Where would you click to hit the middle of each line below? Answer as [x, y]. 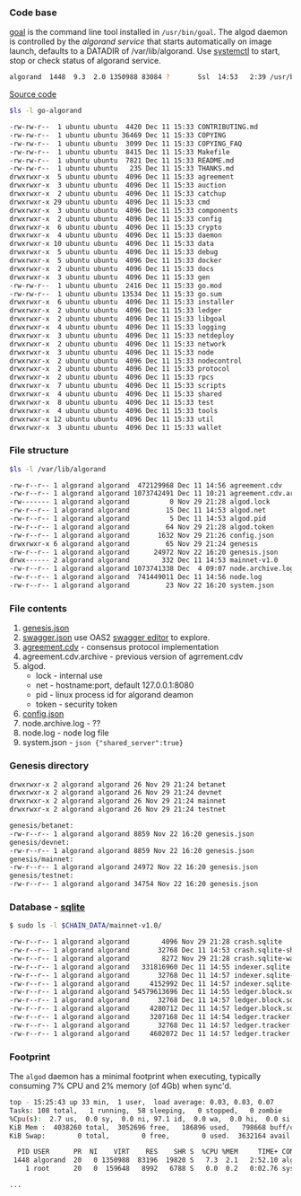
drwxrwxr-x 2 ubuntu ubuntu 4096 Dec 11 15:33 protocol [120, 369]
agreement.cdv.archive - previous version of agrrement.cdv [133, 656]
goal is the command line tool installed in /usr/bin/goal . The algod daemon [149, 32]
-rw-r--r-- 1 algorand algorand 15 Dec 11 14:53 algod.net [138, 510]
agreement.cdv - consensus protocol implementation [120, 647]
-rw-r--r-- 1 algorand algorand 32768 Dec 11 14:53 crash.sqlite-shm [154, 950]
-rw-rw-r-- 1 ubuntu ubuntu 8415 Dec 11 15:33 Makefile [120, 152]
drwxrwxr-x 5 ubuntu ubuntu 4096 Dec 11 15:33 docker [116, 261]
